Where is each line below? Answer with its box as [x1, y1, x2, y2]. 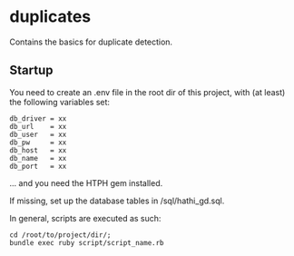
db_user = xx [9, 130, 67, 139]
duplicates [9, 6, 92, 27]
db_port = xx [9, 162, 67, 171]
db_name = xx [9, 153, 67, 162]
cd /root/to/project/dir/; [9, 230, 112, 240]
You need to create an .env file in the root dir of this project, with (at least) [9, 86, 286, 97]
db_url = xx [9, 122, 67, 131]
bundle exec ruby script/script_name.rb [9, 238, 165, 247]
